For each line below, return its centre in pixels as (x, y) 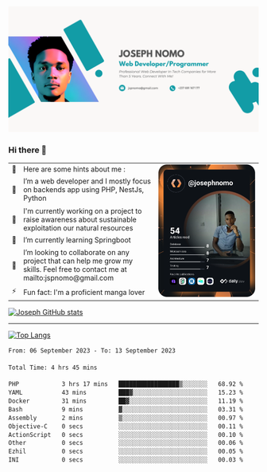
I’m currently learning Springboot (77, 240)
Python (35, 199)
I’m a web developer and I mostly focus (87, 181)
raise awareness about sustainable (80, 219)
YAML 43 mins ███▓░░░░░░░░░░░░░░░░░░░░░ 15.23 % (126, 393)
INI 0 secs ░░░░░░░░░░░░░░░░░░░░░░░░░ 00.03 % (126, 460)
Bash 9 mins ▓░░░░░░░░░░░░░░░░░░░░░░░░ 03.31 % (126, 409)
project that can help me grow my (78, 261)
